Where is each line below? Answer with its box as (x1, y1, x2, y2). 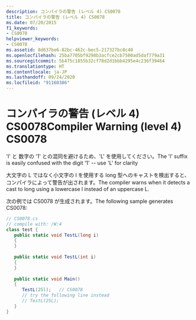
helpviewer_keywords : (6, 36, 60, 42)
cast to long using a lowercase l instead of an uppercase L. (6, 185, 149, 192)
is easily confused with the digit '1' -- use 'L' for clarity (6, 159, 138, 166)
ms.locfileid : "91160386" (6, 80, 70, 86)
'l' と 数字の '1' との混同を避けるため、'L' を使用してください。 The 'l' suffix (6, 153, 188, 160)
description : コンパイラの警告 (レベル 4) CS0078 (6, 8, 121, 15)
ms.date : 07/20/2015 (6, 19, 57, 25)
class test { (6, 226, 38, 233)
